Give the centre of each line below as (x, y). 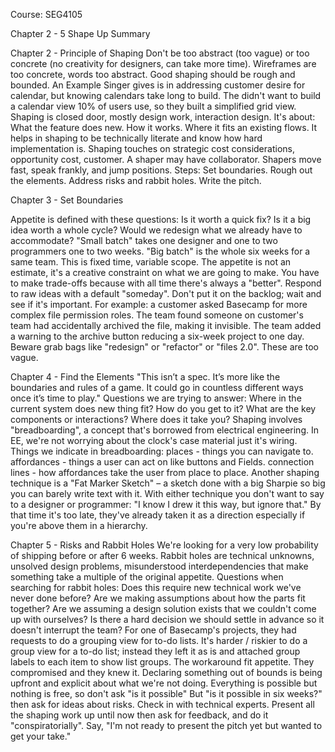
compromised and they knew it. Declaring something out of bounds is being (166, 672)
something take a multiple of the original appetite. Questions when (147, 577)
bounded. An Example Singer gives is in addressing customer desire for (158, 85)
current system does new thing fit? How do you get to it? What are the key (163, 408)
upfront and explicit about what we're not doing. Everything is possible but (164, 683)
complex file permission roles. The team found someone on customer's (157, 315)
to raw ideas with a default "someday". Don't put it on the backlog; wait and (166, 293)
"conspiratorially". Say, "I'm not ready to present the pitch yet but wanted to (166, 725)
